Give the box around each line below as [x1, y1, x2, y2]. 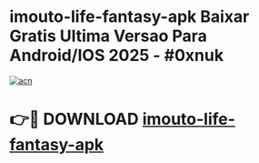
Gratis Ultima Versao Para [9, 25, 207, 46]
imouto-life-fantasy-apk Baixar [9, 6, 250, 27]
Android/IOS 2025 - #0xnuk [9, 46, 224, 66]
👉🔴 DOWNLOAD [9, 109, 139, 129]
